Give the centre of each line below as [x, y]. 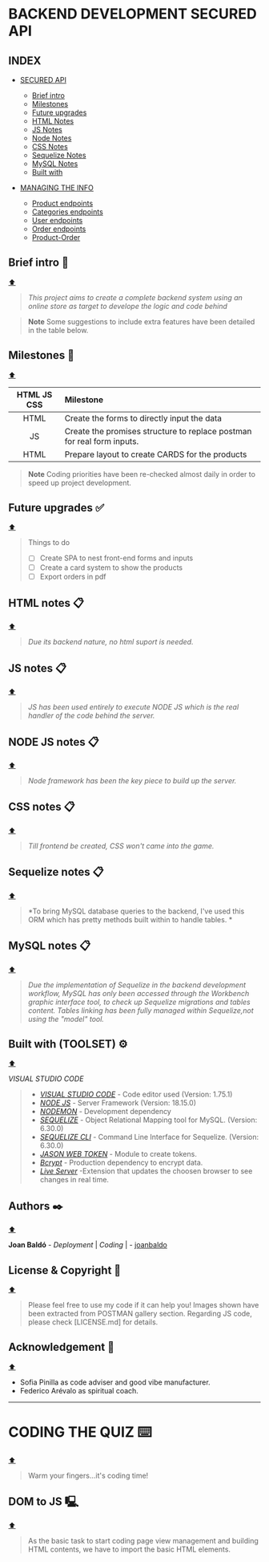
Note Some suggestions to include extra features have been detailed [141, 321]
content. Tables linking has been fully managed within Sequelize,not [141, 1010]
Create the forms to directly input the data [143, 418]
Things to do [49, 543]
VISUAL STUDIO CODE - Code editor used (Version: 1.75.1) [136, 1094]
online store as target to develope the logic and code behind [128, 306]
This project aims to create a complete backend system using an [135, 297]
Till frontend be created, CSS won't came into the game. [121, 846]
